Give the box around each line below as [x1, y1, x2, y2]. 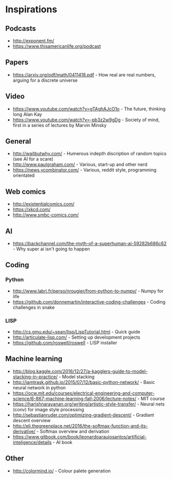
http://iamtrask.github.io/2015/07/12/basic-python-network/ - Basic [12, 379, 155, 385]
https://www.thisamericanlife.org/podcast [12, 43, 101, 49]
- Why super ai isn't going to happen [12, 246, 91, 252]
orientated [12, 172, 35, 178]
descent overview [12, 417, 51, 423]
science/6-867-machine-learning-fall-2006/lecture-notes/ [12, 395, 137, 401]
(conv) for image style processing [12, 406, 84, 412]
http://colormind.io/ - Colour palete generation [12, 468, 111, 474]
